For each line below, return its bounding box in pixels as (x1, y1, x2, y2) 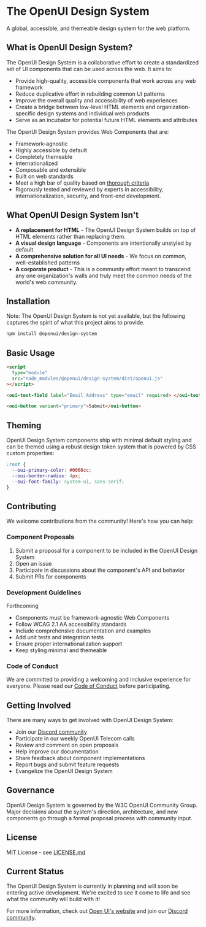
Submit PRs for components (15, 572, 86, 580)
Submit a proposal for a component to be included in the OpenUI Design (15, 547, 198, 554)
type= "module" (12, 369, 48, 375)
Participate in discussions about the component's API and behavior (15, 566, 185, 574)
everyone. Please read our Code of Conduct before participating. (6, 682, 171, 690)
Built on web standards (15, 172, 74, 180)
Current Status (6, 866, 64, 877)
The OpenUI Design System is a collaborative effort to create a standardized (6, 58, 199, 66)
